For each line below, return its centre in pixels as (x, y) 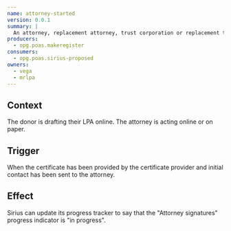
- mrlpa (24, 77)
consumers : (23, 52)
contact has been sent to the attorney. (61, 175)
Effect (20, 196)
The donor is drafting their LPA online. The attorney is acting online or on (110, 122)
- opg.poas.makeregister (49, 45)
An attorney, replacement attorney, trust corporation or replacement (117, 33)
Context (25, 105)
